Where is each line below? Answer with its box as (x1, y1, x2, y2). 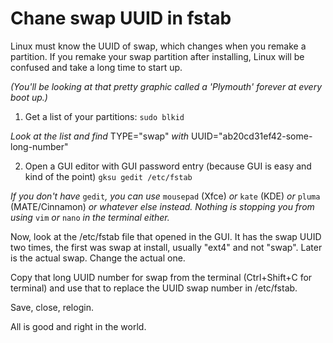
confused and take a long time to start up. (10, 61, 183, 73)
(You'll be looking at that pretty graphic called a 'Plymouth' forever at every (10, 80, 323, 92)
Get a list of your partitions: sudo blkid (24, 110, 185, 122)
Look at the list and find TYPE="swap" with (10, 130, 190, 142)
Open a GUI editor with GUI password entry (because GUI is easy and (24, 160, 312, 172)
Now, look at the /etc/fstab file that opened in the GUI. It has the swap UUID (10, 230, 322, 242)
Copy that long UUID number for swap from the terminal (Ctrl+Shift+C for (10, 271, 313, 283)
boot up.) (10, 91, 48, 103)
